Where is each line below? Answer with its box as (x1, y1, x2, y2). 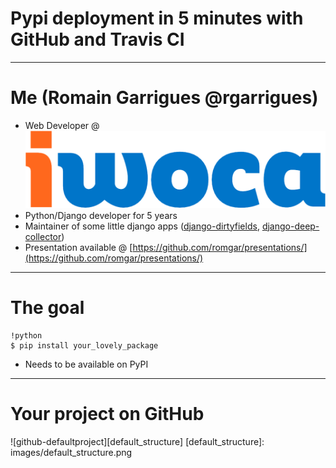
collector (24, 230, 62, 242)
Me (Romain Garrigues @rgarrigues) (10, 87, 319, 109)
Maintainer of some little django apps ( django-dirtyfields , (24, 220, 260, 232)
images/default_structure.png (10, 446, 133, 458)
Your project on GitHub (10, 402, 205, 425)
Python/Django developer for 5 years (24, 209, 178, 221)
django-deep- (261, 220, 320, 232)
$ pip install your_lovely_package (10, 340, 159, 351)
